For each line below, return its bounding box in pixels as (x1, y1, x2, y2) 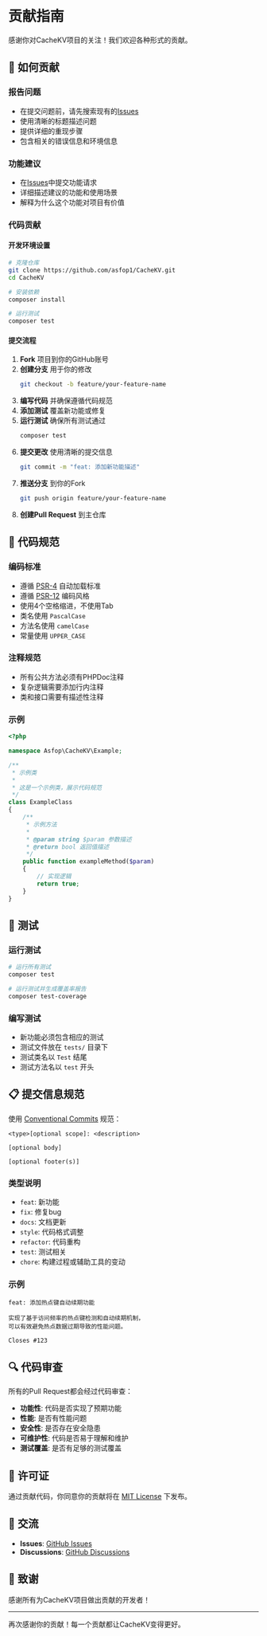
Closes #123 (8, 1336, 48, 1345)
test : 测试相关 (19, 1247, 67, 1257)
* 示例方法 (25, 820, 57, 829)
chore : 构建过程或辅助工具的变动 (19, 1257, 126, 1267)
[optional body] (8, 1144, 62, 1151)
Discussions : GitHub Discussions (19, 1547, 130, 1556)
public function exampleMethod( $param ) (22, 857, 155, 865)
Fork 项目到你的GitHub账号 (19, 355, 109, 364)
